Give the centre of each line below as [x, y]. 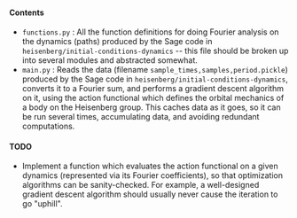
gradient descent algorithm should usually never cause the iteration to [150, 194]
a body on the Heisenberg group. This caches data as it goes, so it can [151, 107]
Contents [27, 12]
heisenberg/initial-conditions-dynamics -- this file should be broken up [155, 51]
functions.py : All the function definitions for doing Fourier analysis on [150, 32]
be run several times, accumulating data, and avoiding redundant [141, 117]
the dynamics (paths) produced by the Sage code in [117, 42]
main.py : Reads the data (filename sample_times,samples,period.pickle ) [155, 70]
